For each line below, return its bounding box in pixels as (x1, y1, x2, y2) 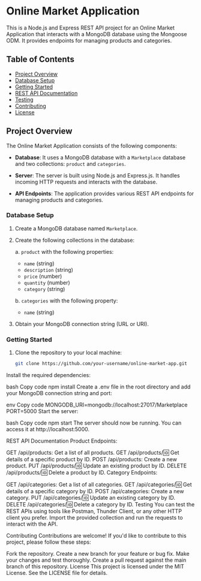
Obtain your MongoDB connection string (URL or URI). (14, 320, 149, 327)
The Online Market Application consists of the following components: (6, 142, 177, 149)
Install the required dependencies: (6, 372, 91, 379)
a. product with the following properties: (14, 248, 114, 255)
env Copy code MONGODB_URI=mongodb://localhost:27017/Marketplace (6, 401, 188, 408)
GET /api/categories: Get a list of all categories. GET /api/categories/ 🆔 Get (6, 481, 192, 488)
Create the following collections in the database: (14, 236, 135, 244)
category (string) (23, 285, 65, 292)
